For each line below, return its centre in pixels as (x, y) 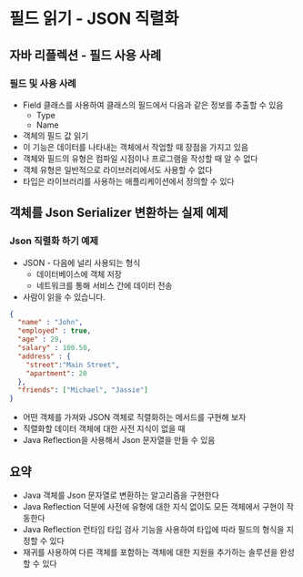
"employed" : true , (55, 331)
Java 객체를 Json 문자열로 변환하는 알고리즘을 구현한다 (121, 495)
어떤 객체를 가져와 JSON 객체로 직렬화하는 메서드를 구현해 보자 (134, 417)
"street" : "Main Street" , (73, 365)
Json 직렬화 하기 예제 (54, 241)
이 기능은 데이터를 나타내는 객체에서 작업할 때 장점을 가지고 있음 (135, 147)
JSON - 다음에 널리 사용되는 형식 (81, 263)
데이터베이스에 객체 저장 (79, 273)
